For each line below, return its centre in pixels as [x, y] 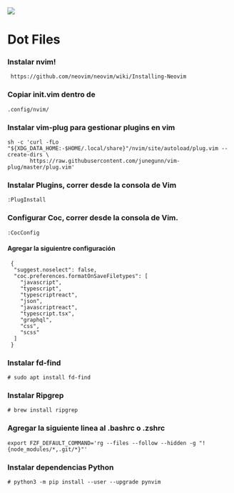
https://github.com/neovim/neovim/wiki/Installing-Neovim [98, 77]
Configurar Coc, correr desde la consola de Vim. [93, 218]
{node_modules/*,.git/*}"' [47, 449]
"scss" [30, 332]
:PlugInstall [27, 200]
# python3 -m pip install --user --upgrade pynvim [84, 482]
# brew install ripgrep [43, 410]
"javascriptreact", [49, 307]
